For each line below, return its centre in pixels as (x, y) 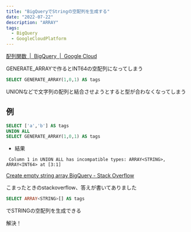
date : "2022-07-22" (30, 17)
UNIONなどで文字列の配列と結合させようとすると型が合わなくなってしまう (96, 91)
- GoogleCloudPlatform (39, 39)
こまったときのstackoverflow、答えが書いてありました (72, 187)
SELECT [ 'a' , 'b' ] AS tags (37, 126)
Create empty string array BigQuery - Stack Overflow (70, 176)
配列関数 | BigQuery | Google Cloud (52, 56)
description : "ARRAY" (32, 22)
